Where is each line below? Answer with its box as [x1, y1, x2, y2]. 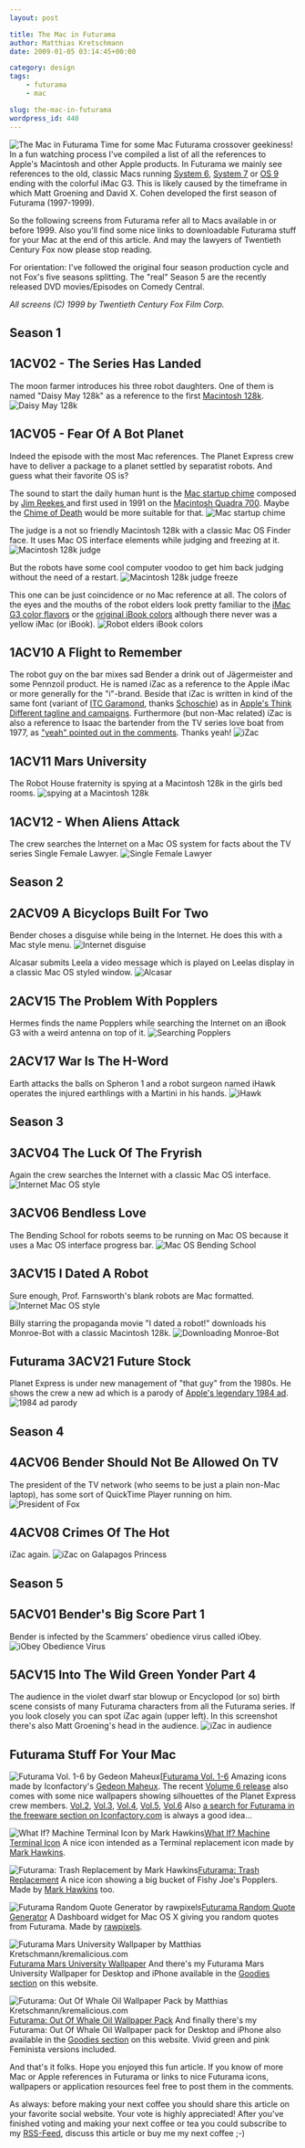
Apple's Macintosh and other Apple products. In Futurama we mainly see [9, 158, 282, 169]
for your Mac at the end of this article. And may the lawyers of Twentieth [9, 234, 281, 245]
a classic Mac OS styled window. [9, 967, 133, 978]
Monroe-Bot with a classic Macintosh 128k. [9, 1327, 171, 1338]
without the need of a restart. [9, 572, 119, 583]
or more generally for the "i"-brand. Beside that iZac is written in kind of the [9, 689, 293, 700]
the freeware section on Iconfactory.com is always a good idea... [9, 1810, 253, 1821]
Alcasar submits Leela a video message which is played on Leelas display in [9, 957, 295, 968]
